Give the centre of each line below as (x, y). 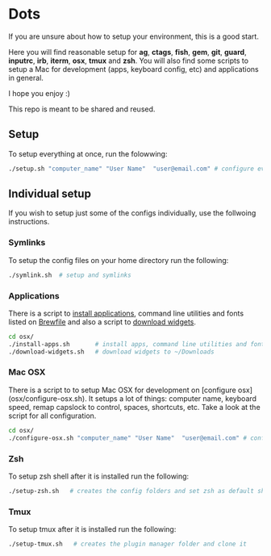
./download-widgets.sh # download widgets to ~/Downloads (112, 352)
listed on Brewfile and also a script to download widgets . (102, 322)
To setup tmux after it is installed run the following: (92, 529)
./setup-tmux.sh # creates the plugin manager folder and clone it (128, 544)
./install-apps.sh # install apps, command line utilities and (128, 344)
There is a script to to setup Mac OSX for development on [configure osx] (130, 390)
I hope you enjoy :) (40, 93)
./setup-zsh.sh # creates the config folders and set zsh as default (131, 491)
